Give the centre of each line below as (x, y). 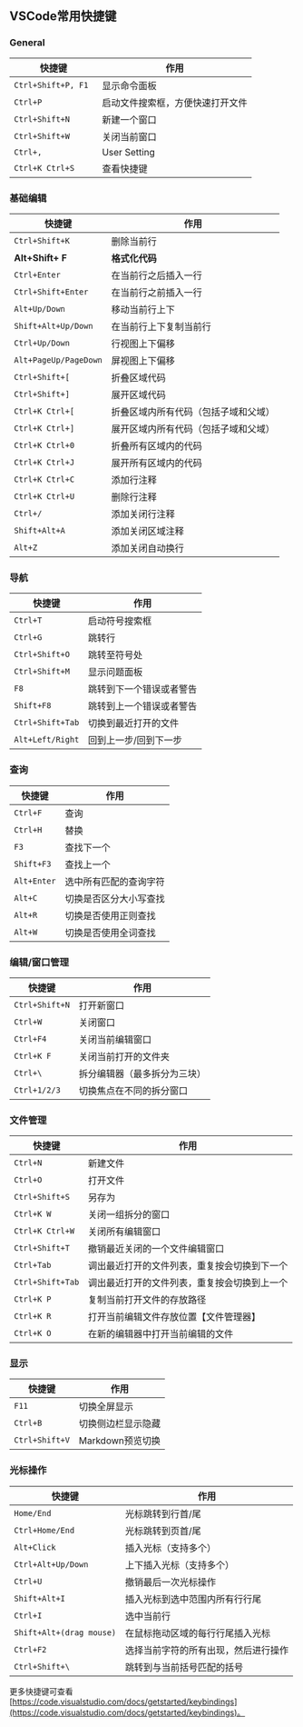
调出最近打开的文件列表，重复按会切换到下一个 (188, 1266)
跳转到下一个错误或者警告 (142, 689)
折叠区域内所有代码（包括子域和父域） (193, 412)
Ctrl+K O (33, 1333)
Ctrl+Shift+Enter (51, 292)
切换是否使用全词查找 (110, 933)
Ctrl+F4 (30, 1038)
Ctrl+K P (33, 1299)
